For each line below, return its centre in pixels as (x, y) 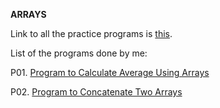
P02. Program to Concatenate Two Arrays (96, 92)
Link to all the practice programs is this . (91, 33)
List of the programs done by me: (79, 53)
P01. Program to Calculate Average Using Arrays (110, 72)
